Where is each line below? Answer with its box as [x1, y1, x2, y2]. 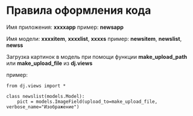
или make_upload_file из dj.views [6, 60, 93, 67]
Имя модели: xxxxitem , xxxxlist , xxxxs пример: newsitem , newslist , [6, 35, 182, 42]
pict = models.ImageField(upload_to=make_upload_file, [17, 99, 158, 105]
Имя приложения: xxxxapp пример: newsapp [6, 23, 124, 31]
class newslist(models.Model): [6, 93, 85, 99]
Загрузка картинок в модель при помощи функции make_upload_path [6, 53, 188, 60]
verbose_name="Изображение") [6, 103, 80, 110]
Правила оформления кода [6, 4, 151, 17]
